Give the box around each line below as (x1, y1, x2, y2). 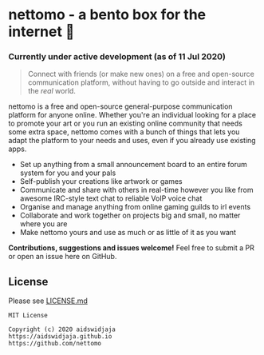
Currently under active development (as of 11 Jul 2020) (8, 51, 226, 62)
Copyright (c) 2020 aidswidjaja (8, 325, 116, 333)
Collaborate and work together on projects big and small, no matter (19, 210, 241, 221)
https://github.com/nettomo (8, 340, 102, 348)
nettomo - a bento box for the (8, 6, 207, 24)
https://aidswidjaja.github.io (8, 333, 112, 341)
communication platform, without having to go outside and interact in (27, 78, 255, 87)
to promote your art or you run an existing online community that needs (8, 118, 243, 129)
